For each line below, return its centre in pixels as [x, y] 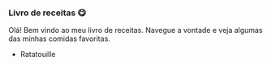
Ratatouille [38, 55]
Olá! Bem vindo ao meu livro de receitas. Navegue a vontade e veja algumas [135, 30]
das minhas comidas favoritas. [60, 39]
